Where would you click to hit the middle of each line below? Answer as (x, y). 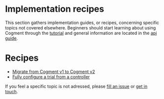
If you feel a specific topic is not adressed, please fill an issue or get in (76, 86)
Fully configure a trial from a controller (51, 76)
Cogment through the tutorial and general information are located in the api (81, 33)
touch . (12, 91)
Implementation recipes (55, 9)
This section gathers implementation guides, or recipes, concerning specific (82, 23)
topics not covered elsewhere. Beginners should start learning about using (81, 27)
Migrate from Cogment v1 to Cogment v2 (54, 72)
